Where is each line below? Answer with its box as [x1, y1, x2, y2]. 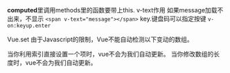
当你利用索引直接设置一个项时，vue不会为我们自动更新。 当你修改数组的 [7, 50, 214, 58]
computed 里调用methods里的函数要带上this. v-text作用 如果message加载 [7, 6, 218, 14]
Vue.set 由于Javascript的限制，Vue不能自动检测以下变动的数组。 [7, 35, 193, 43]
